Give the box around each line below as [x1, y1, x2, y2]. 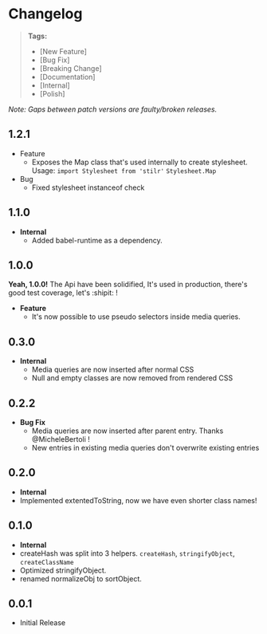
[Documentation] [39, 72, 96, 81]
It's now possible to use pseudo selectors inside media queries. [31, 312, 241, 321]
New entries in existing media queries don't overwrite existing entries [31, 443, 260, 452]
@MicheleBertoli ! [31, 435, 90, 443]
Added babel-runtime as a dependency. [31, 235, 163, 245]
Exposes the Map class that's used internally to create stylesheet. [31, 157, 249, 167]
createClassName [19, 558, 74, 566]
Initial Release [19, 618, 66, 628]
